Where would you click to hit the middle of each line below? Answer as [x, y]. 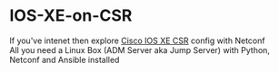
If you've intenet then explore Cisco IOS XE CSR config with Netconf [137, 40]
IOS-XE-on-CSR [71, 16]
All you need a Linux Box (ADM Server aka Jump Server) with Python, [140, 49]
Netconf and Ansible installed [65, 59]
